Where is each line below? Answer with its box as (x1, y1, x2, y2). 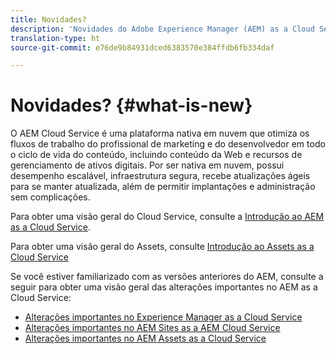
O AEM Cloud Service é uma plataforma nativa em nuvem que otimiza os (10, 127, 310, 140)
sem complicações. (10, 191, 91, 203)
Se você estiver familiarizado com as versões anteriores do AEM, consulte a (10, 271, 324, 283)
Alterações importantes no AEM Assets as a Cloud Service (24, 332, 267, 345)
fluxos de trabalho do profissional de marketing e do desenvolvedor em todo (10, 138, 326, 150)
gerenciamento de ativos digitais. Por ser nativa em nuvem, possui (10, 159, 285, 171)
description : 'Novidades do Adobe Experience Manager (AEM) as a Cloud (10, 24, 315, 34)
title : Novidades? (10, 14, 87, 25)
